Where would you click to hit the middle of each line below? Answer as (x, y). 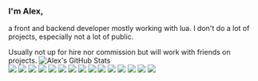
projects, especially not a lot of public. (71, 37)
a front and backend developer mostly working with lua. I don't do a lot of (129, 29)
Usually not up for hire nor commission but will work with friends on (119, 52)
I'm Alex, (26, 11)
